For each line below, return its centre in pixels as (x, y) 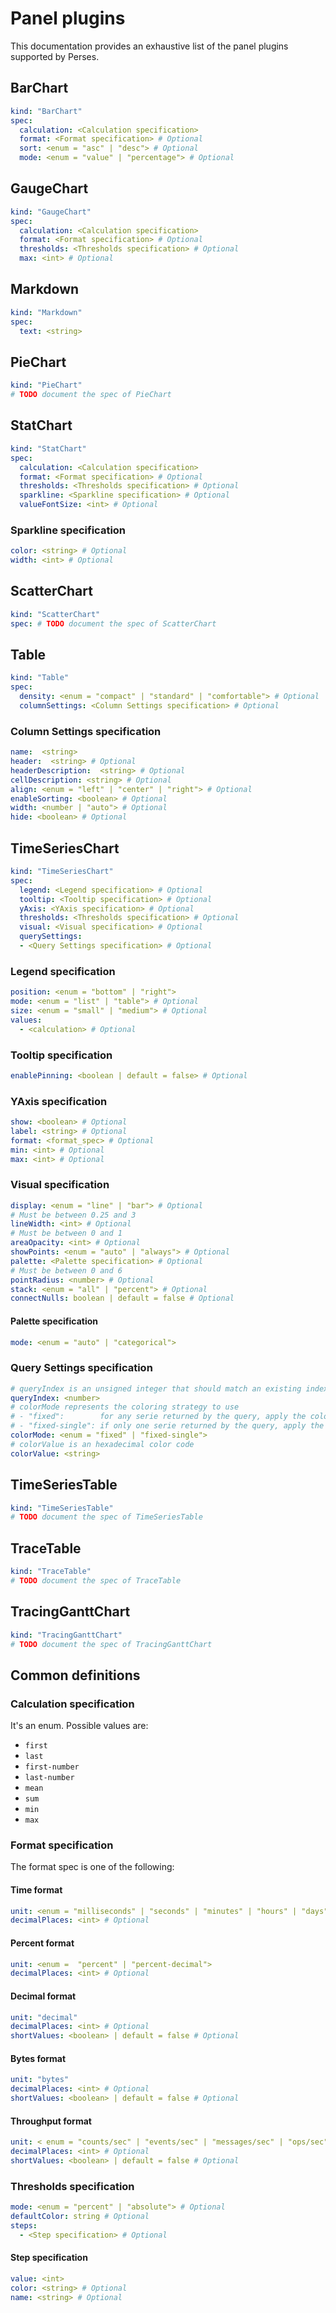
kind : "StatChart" (48, 448)
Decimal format (43, 1996)
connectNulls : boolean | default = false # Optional (122, 1298)
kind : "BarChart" (46, 111)
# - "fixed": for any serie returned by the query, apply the (158, 1417)
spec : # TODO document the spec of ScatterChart (113, 623)
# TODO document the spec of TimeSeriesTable (106, 1517)
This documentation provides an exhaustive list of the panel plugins (149, 46)
